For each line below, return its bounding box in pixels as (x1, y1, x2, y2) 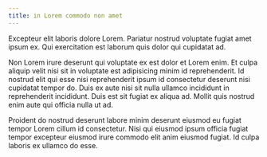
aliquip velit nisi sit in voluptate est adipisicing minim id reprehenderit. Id (8, 65, 245, 76)
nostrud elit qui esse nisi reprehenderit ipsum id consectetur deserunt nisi (8, 74, 251, 84)
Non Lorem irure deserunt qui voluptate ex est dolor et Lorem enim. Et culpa (8, 57, 258, 67)
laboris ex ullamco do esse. (8, 140, 98, 150)
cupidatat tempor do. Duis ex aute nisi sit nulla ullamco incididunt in (8, 83, 230, 92)
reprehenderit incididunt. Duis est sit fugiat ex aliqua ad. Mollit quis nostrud (8, 91, 255, 100)
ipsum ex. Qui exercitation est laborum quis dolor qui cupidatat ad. (8, 41, 226, 52)
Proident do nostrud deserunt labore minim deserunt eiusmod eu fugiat (8, 115, 241, 124)
